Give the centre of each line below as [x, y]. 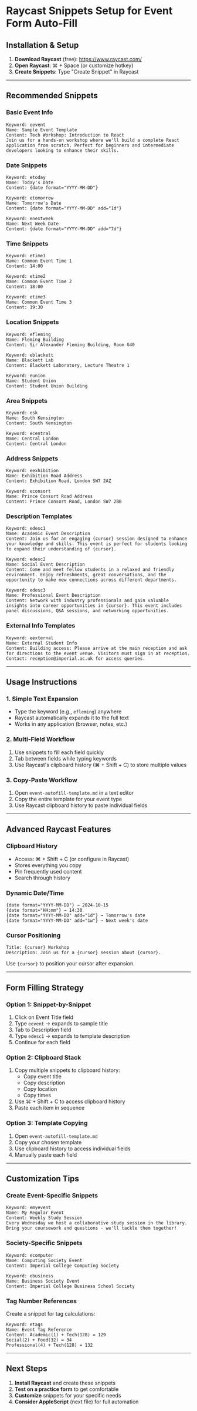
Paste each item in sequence [50, 1108]
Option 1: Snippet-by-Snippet [49, 1004]
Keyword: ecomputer [30, 1255]
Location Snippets [33, 322]
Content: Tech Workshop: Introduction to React [65, 135]
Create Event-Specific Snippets [52, 1195]
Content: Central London [36, 444]
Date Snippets [27, 165]
